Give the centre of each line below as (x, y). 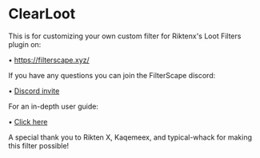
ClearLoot (42, 14)
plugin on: (25, 44)
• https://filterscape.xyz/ (49, 60)
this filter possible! (39, 145)
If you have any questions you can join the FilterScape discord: (112, 75)
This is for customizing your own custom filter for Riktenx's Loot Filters (125, 36)
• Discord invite (34, 91)
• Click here (28, 121)
